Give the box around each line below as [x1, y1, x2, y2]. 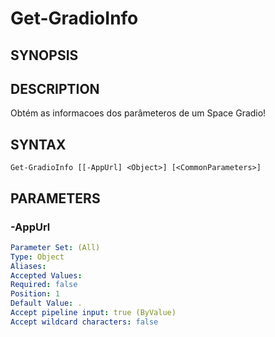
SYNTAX [10, 136, 67, 153]
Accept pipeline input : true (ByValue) [10, 308, 177, 318]
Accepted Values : [10, 270, 83, 281]
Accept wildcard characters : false [10, 317, 159, 327]
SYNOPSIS [10, 47, 79, 64]
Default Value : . [10, 298, 83, 309]
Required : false [10, 280, 78, 290]
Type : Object [10, 252, 65, 262]
